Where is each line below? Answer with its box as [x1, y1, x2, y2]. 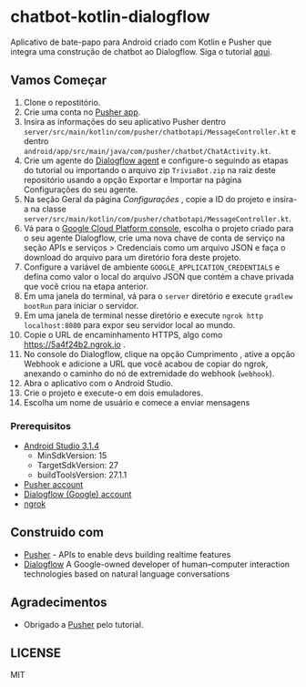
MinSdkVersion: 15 [36, 450, 107, 461]
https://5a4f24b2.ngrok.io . [23, 339, 126, 350]
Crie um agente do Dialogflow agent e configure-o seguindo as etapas [23, 155, 289, 166]
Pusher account [23, 479, 84, 490]
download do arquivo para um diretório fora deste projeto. [23, 251, 242, 262]
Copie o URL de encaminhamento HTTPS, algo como [23, 329, 223, 340]
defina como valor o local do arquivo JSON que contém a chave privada [23, 271, 294, 282]
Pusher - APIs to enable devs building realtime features [23, 549, 231, 559]
